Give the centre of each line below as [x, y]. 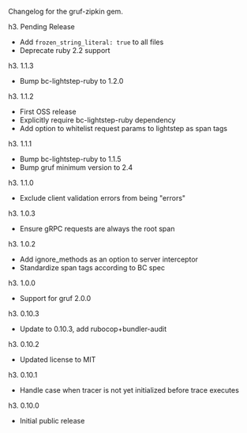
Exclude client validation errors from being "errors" [103, 198]
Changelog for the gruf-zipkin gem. [66, 11]
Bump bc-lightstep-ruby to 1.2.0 [71, 81]
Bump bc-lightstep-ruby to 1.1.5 [70, 159]
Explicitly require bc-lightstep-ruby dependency [97, 120]
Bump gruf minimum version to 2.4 [76, 168]
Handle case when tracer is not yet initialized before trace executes [129, 390]
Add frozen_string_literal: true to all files [92, 42]
